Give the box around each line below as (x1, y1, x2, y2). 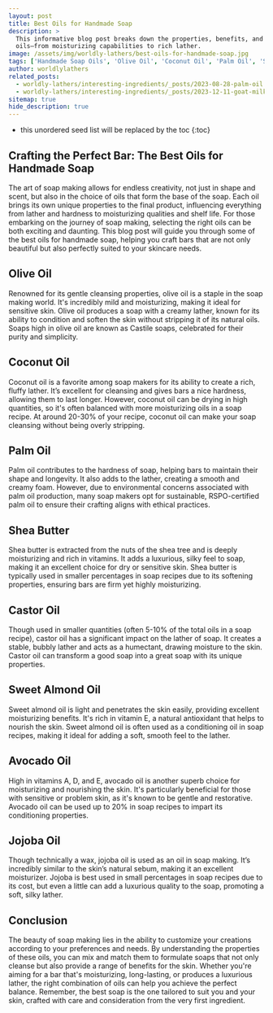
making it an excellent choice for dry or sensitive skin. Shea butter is (8, 562, 237, 572)
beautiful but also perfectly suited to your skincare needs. (8, 243, 201, 253)
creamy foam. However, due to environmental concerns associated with (8, 482, 249, 492)
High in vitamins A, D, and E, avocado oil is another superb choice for (8, 775, 240, 785)
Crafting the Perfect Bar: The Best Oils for (8, 148, 223, 163)
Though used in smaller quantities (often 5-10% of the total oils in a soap (8, 625, 252, 635)
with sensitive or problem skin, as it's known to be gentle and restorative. (8, 792, 253, 802)
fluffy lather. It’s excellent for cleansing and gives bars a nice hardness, (8, 386, 246, 395)
